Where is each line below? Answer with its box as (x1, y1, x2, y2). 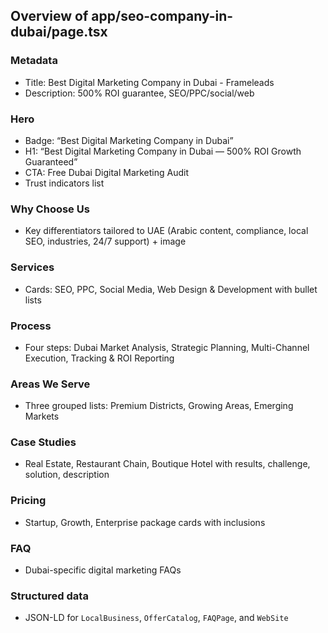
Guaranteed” (24, 155, 78, 168)
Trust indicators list (24, 177, 105, 189)
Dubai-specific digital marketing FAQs (24, 564, 182, 576)
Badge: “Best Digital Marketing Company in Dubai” (24, 134, 234, 146)
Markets (24, 410, 60, 423)
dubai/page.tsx (10, 24, 108, 41)
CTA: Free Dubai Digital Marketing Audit (24, 166, 190, 178)
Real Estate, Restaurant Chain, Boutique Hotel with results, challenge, (24, 458, 311, 470)
